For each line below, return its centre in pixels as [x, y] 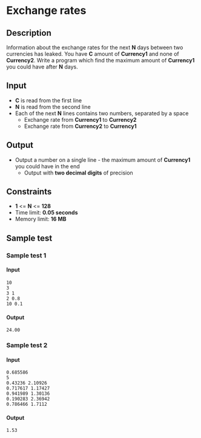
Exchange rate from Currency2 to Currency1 [80, 126]
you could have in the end [47, 166]
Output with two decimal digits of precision [78, 173]
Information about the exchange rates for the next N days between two [95, 47]
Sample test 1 [26, 255]
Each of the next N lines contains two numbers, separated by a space [102, 113]
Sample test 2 [27, 345]
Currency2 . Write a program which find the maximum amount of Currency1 [100, 60]
